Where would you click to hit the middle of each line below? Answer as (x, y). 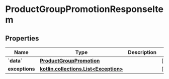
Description (142, 52)
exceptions (21, 69)
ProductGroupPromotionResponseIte (84, 9)
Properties (22, 38)
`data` (15, 61)
